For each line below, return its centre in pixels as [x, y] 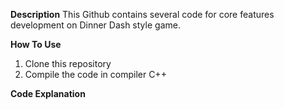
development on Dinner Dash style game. [95, 25]
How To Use [36, 44]
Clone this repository [68, 63]
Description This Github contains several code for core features [142, 14]
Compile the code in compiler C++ [95, 74]
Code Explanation [48, 93]
